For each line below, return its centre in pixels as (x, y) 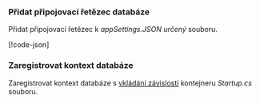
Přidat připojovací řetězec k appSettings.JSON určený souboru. (113, 30)
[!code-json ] (29, 45)
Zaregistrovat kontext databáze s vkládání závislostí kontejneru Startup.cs (130, 83)
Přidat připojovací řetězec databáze (79, 12)
